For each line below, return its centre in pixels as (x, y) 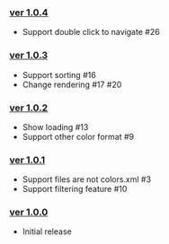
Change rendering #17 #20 (72, 84)
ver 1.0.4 (29, 13)
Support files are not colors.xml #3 (86, 179)
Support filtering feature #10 (75, 189)
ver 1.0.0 (29, 213)
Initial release (47, 231)
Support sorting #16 (59, 74)
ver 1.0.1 (27, 160)
